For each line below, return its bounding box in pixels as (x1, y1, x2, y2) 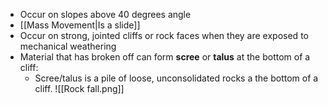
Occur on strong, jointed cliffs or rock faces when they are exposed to (19, 30, 309, 41)
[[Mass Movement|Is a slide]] (19, 19, 141, 31)
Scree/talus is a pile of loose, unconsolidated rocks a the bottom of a (34, 72, 319, 84)
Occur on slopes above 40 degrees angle (19, 9, 192, 20)
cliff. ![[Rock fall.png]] (34, 83, 125, 94)
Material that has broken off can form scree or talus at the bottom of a (19, 51, 311, 63)
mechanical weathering (19, 40, 117, 52)
